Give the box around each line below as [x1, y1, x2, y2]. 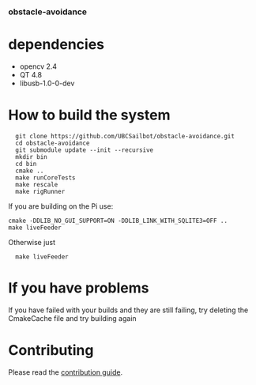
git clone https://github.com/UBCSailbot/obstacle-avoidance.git [15, 132, 235, 140]
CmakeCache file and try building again [8, 313, 137, 323]
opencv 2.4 [19, 62, 58, 71]
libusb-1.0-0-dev [19, 78, 75, 88]
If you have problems [8, 279, 149, 296]
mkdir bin [15, 153, 47, 160]
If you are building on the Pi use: [8, 201, 114, 211]
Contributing [8, 341, 94, 359]
